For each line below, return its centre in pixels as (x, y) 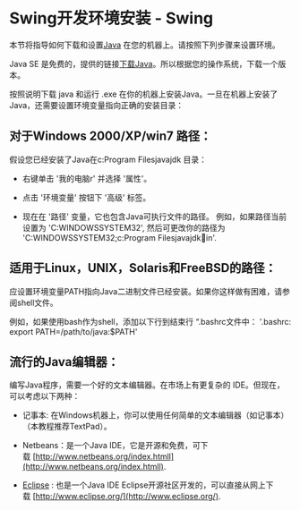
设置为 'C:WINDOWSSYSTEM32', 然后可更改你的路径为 (124, 227)
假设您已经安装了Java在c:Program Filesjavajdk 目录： (108, 159)
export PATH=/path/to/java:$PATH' (73, 331)
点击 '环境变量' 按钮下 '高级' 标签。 (86, 197)
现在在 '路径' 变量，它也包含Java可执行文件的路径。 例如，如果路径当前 (154, 217)
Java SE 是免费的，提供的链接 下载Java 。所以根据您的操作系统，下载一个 (144, 64)
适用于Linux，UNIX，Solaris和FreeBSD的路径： (143, 268)
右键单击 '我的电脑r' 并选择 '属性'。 (87, 178)
